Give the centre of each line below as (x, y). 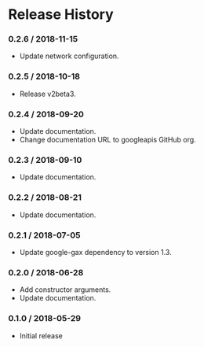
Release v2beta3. (47, 94)
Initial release (41, 335)
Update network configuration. (69, 56)
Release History (61, 15)
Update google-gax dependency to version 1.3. (95, 252)
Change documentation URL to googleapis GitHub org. (107, 140)
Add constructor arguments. (65, 290)
